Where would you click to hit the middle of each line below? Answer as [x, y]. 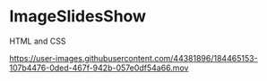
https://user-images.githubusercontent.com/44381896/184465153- [133, 58]
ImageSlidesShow [78, 16]
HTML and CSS [38, 41]
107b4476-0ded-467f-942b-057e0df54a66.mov [99, 68]
